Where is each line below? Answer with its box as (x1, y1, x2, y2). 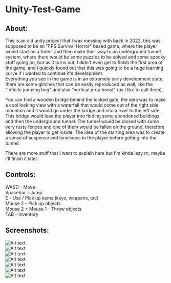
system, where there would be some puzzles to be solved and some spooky (5, 54, 166, 60)
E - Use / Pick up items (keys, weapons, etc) (5, 195, 99, 201)
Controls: (5, 170, 36, 179)
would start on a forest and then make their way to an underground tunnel (5, 49, 161, 54)
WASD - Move (5, 184, 35, 190)
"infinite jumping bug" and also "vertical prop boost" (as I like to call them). (5, 87, 163, 93)
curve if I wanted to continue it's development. (5, 70, 103, 76)
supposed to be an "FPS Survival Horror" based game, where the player (5, 43, 157, 49)
